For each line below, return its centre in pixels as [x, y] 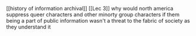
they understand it [29, 27]
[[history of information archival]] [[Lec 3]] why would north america [90, 8]
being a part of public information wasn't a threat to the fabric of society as [98, 21]
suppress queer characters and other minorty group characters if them [93, 15]
